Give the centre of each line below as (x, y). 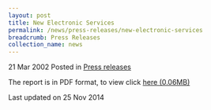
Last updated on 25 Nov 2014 (57, 97)
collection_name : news (45, 45)
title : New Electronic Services (61, 23)
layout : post (30, 15)
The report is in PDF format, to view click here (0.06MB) (99, 82)
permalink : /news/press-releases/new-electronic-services (105, 30)
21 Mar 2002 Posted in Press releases (70, 67)
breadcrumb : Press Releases (55, 37)
